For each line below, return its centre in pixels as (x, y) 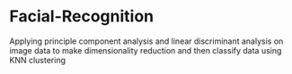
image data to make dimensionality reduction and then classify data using (146, 50)
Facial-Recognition (82, 16)
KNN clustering (37, 60)
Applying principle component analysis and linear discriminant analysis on (146, 41)
